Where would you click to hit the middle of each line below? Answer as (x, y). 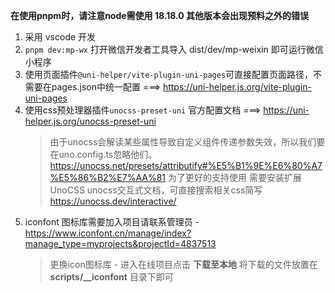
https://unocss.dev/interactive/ (113, 201)
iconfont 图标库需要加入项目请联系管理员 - (112, 222)
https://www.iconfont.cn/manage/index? (108, 233)
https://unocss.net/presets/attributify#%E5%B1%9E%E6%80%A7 (186, 165)
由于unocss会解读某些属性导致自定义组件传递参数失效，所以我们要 (187, 142)
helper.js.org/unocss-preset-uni (90, 121)
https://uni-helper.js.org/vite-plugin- (237, 87)
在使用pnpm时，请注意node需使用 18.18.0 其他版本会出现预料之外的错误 (160, 15)
